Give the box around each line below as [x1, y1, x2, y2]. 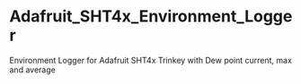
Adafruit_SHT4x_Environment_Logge [9, 6, 293, 27]
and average [9, 64, 56, 75]
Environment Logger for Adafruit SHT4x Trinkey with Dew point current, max [9, 55, 292, 65]
